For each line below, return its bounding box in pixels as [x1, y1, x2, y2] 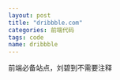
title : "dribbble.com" [8, 19, 83, 27]
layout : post [8, 11, 51, 20]
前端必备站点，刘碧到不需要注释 [8, 64, 112, 73]
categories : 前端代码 [8, 26, 75, 34]
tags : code [8, 33, 44, 42]
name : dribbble [8, 41, 58, 49]
